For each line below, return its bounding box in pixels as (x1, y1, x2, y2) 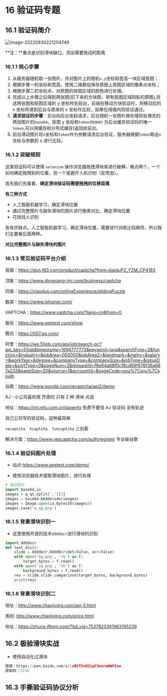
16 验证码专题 (5, 4, 61, 16)
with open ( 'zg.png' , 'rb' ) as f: (14, 564, 83, 569)
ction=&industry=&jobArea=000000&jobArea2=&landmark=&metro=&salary (5, 351, 161, 358)
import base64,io (5, 487, 41, 492)
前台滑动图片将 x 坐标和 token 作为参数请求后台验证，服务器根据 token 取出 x (12, 131, 162, 137)
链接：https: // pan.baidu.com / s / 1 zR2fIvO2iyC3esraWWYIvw (5, 663, 121, 669)
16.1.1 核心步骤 (5, 63, 39, 70)
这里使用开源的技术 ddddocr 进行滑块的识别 (12, 530, 98, 536)
